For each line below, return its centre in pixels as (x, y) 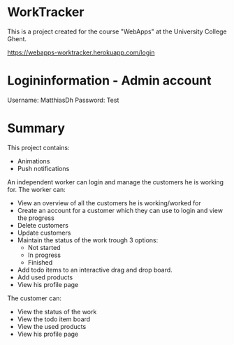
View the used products (52, 326)
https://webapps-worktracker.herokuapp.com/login (81, 52)
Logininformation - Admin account (109, 81)
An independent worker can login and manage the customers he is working (115, 182)
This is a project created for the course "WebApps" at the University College (117, 31)
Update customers (44, 233)
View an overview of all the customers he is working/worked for (109, 203)
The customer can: (34, 298)
